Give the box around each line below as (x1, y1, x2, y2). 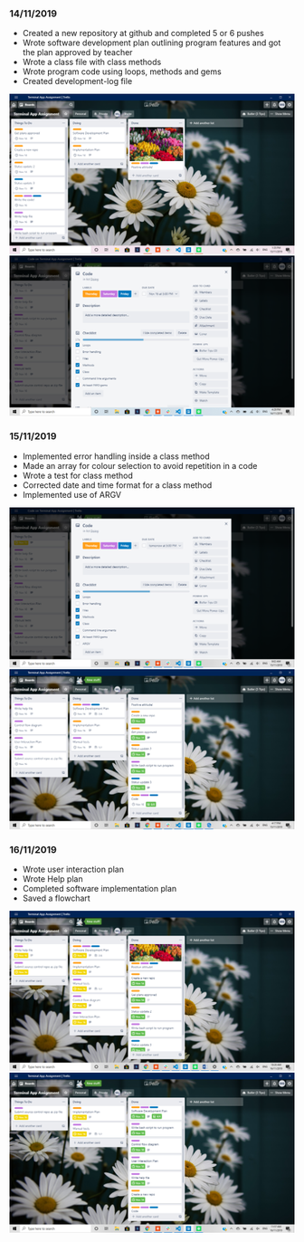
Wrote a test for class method (22, 470, 133, 481)
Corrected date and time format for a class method (22, 479, 213, 491)
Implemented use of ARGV (22, 489, 122, 500)
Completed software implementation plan (22, 883, 177, 893)
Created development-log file (22, 76, 133, 87)
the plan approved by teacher (22, 47, 133, 58)
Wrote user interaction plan (22, 864, 125, 874)
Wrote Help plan (22, 873, 83, 884)
